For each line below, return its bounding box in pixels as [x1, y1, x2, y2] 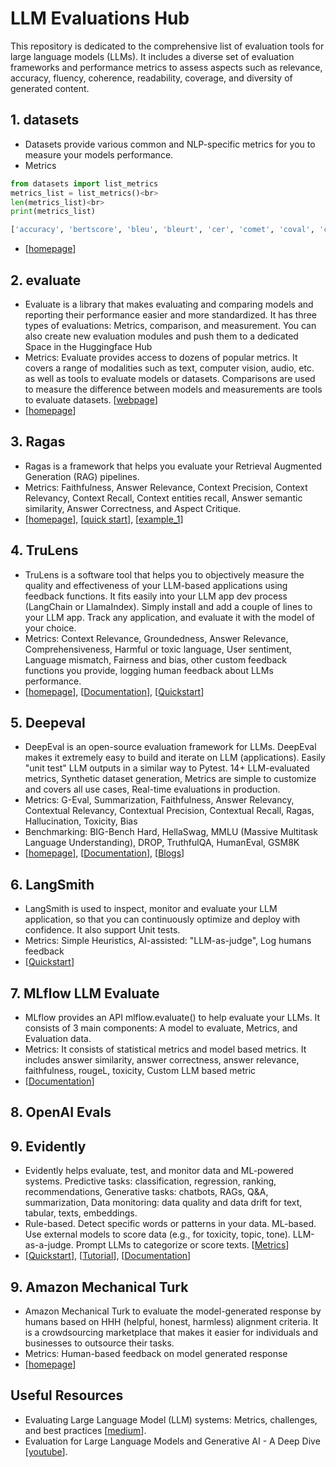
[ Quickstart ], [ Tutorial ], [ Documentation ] [24, 1250, 192, 1262]
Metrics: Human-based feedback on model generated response [24, 1348, 288, 1360]
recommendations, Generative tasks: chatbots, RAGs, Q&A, [24, 1186, 269, 1198]
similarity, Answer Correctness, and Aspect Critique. [24, 502, 242, 514]
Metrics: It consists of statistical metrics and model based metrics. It [24, 1043, 307, 1055]
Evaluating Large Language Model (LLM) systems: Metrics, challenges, [24, 1413, 318, 1426]
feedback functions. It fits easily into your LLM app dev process [24, 590, 288, 602]
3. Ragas [10, 433, 66, 451]
